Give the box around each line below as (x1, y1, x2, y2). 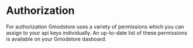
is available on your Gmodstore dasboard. (6, 35, 107, 42)
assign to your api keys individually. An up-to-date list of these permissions (6, 29, 188, 36)
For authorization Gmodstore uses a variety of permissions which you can (6, 23, 184, 30)
